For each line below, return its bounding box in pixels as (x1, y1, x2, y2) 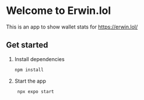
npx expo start (17, 88, 54, 94)
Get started (6, 40, 48, 50)
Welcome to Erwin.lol (6, 4, 111, 17)
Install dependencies (14, 55, 65, 62)
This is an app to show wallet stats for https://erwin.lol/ (6, 23, 138, 30)
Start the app (14, 77, 47, 84)
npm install (14, 67, 44, 73)
